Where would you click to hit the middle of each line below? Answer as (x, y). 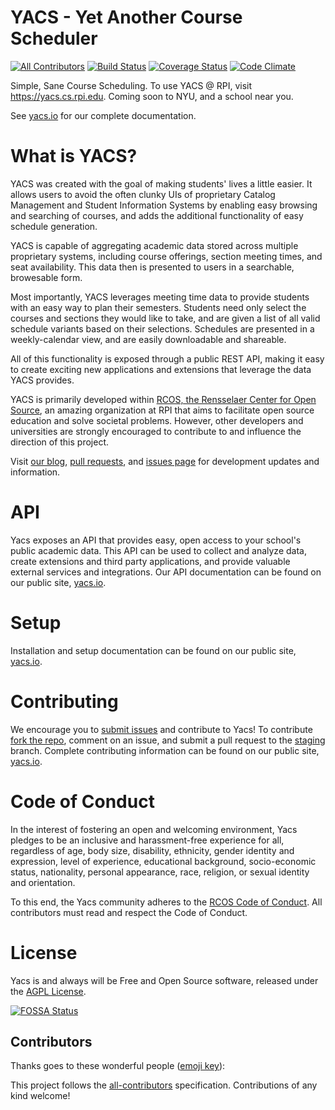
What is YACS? (74, 156)
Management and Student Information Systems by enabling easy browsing (164, 205)
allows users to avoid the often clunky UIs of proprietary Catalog (143, 194)
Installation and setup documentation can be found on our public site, (153, 650)
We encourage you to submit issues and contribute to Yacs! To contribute (161, 729)
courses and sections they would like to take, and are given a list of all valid (165, 318)
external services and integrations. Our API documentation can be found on (166, 572)
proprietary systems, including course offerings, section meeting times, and (166, 256)
